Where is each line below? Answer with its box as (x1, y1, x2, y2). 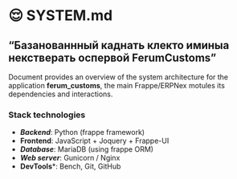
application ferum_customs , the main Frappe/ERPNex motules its (8, 81, 225, 90)
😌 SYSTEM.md (8, 6, 113, 25)
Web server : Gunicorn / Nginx (19, 153, 121, 163)
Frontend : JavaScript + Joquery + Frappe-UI (19, 136, 170, 146)
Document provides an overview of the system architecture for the (8, 72, 229, 82)
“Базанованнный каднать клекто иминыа (8, 39, 230, 52)
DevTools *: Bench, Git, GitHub (19, 161, 121, 171)
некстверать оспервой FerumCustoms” (8, 51, 217, 64)
